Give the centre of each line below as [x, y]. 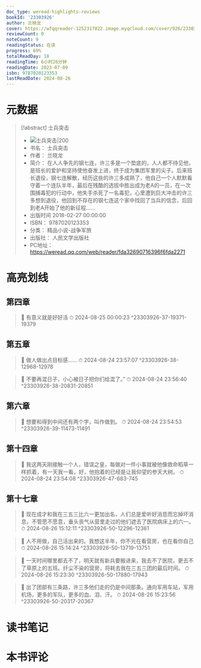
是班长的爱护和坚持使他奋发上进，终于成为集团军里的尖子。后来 [108, 171]
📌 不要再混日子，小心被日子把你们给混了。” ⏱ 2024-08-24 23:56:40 [104, 379]
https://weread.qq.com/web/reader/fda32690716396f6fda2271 [107, 252]
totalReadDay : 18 [28, 56]
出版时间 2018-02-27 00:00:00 [68, 215]
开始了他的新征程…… [70, 208]
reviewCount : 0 [25, 34]
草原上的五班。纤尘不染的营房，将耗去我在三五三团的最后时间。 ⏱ [108, 568]
